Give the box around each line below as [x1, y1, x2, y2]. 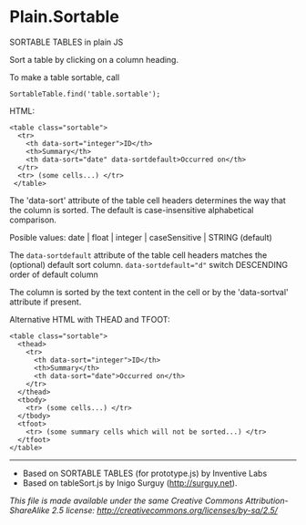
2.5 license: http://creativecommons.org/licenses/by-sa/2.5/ [51, 504, 278, 516]
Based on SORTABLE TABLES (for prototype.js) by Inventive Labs [22, 468, 268, 479]
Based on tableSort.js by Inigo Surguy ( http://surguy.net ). [22, 477, 238, 489]
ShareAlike [9, 504, 50, 516]
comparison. [9, 214, 57, 225]
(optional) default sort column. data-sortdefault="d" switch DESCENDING [9, 259, 289, 270]
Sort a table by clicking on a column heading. [9, 54, 179, 65]
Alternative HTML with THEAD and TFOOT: [9, 314, 170, 324]
